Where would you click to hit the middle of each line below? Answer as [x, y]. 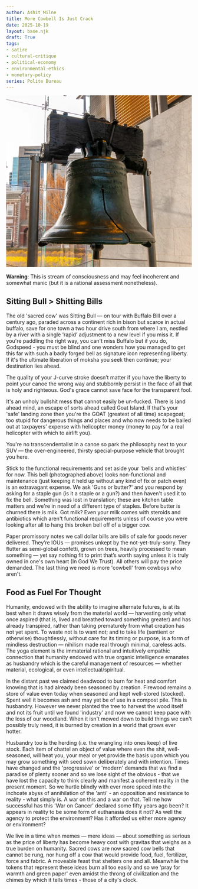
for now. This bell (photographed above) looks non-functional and [86, 474]
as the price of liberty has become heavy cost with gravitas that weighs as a [99, 842]
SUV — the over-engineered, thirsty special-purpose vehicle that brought [95, 450]
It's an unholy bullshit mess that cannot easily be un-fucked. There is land [96, 401]
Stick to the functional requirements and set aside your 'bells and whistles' [97, 468]
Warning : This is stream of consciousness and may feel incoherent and [93, 276]
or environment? [26, 824]
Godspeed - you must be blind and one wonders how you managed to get [96, 347]
